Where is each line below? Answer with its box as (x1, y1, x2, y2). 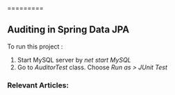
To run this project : (7, 42, 63, 51)
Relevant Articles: (7, 80, 69, 90)
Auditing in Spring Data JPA (7, 24, 130, 35)
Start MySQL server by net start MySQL (17, 55, 132, 64)
